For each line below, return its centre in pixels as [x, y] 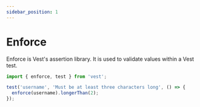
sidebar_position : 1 [32, 12]
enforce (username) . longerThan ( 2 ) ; [55, 93]
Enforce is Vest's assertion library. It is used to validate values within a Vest [100, 59]
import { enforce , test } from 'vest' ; [57, 77]
